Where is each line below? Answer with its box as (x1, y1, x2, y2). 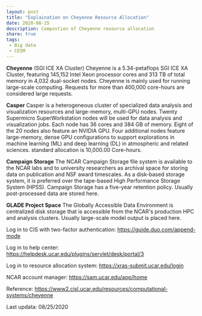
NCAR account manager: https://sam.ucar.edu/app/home (6, 273, 148, 281)
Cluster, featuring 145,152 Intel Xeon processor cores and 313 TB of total (6, 70, 185, 78)
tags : (6, 37, 20, 43)
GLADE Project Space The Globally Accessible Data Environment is (6, 201, 174, 208)
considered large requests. (6, 90, 73, 97)
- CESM (8, 48, 26, 54)
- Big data (8, 43, 36, 49)
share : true (6, 31, 36, 37)
